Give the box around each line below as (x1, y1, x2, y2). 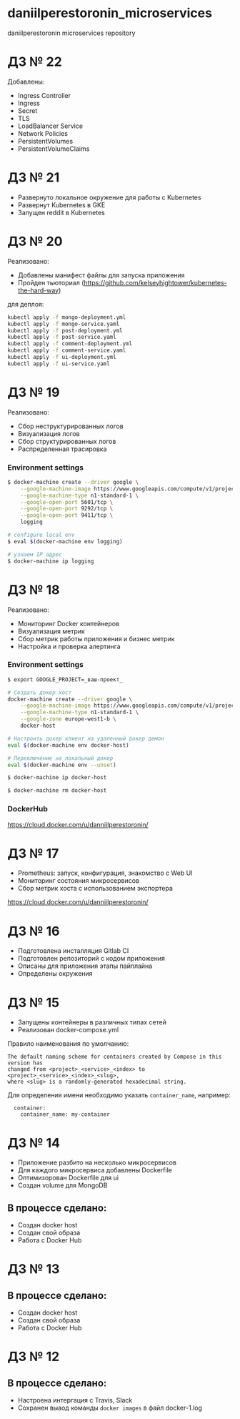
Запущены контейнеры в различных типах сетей (17, 1018, 166, 1027)
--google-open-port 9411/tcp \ (20, 512, 114, 519)
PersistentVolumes (17, 137, 74, 145)
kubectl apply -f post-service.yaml (7, 334, 116, 341)
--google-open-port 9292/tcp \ (20, 505, 114, 513)
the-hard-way (17, 286, 59, 295)
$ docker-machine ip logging (7, 558, 94, 565)
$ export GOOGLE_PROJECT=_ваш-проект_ (7, 676, 123, 683)
